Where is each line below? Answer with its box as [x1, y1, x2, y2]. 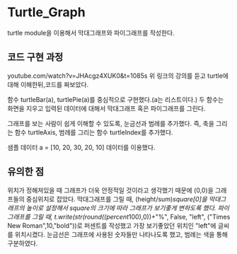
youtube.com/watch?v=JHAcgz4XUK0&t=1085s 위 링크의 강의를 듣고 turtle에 [7, 71, 229, 80]
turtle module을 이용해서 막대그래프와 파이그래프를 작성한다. [7, 28, 175, 37]
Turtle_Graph [7, 4, 86, 21]
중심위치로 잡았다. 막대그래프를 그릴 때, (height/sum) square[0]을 [25, 195, 207, 203]
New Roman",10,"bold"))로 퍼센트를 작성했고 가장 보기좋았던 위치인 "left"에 [7, 221, 216, 230]
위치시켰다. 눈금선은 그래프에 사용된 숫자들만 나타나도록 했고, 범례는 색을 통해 [14, 230, 229, 238]
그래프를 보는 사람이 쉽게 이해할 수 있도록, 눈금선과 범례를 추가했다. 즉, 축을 [7, 119, 214, 127]
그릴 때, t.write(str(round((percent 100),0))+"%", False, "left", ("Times [31, 212, 231, 221]
